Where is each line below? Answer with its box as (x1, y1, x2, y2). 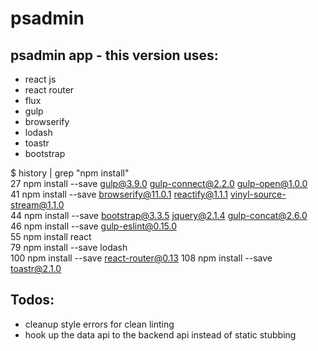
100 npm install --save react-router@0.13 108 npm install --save (10, 252, 273, 264)
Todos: (10, 292, 55, 309)
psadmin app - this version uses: (10, 47, 219, 64)
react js (24, 73, 57, 85)
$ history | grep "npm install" (10, 167, 130, 179)
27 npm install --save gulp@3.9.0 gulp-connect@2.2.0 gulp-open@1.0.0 (10, 178, 308, 189)
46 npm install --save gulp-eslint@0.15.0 (10, 220, 178, 232)
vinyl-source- (229, 188, 287, 200)
